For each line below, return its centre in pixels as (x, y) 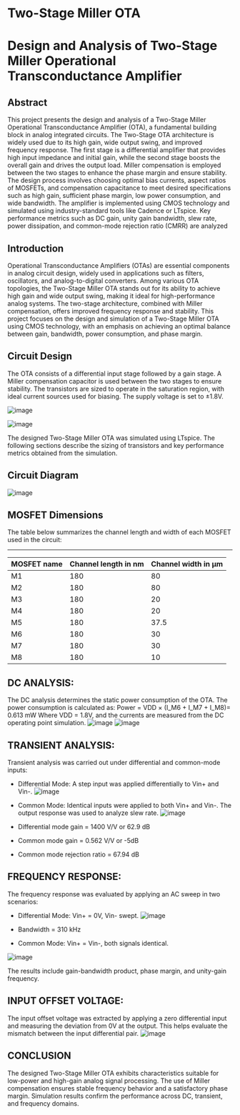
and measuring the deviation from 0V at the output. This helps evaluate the (117, 1026)
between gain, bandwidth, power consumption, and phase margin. (105, 334)
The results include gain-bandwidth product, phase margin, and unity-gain (117, 971)
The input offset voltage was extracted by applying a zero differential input (117, 1018)
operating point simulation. (47, 723)
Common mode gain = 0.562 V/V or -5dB (78, 841)
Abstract (27, 102)
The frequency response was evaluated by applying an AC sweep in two (114, 894)
